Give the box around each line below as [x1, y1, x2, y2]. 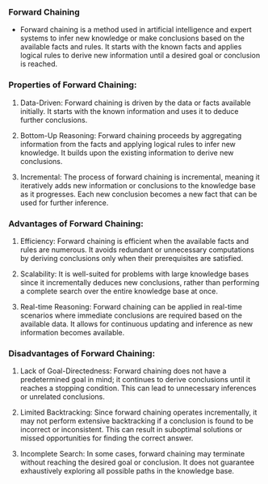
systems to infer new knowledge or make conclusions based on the [19, 33, 245, 43]
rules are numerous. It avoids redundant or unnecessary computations [19, 245, 254, 255]
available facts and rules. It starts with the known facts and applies [19, 42, 242, 52]
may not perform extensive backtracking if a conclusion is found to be [19, 416, 254, 426]
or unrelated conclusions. [19, 392, 105, 402]
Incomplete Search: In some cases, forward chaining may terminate [19, 449, 245, 459]
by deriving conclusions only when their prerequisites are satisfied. [19, 253, 244, 263]
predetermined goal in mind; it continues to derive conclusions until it [19, 375, 251, 385]
